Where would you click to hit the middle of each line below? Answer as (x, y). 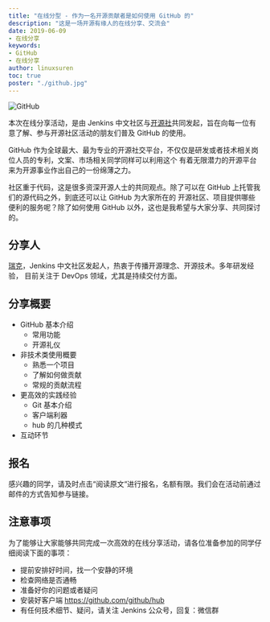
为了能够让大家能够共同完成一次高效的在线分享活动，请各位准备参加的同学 (131, 542)
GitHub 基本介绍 (47, 325)
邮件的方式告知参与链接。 (51, 494)
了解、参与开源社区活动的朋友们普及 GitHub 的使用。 (102, 133)
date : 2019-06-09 (37, 31)
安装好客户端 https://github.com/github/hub (92, 599)
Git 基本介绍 (52, 405)
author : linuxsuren (41, 68)
